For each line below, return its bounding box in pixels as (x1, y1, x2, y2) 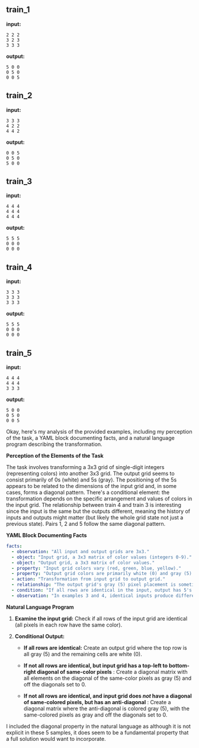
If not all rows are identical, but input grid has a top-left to (23, 662, 168, 669)
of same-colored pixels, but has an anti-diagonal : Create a (23, 698, 171, 705)
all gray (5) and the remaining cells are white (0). (23, 650, 142, 657)
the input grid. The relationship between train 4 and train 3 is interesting (6, 502, 182, 509)
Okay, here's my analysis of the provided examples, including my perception (6, 428, 192, 435)
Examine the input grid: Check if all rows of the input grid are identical (14, 615, 188, 622)
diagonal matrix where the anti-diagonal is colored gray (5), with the (23, 705, 190, 712)
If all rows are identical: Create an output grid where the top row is (23, 644, 188, 651)
